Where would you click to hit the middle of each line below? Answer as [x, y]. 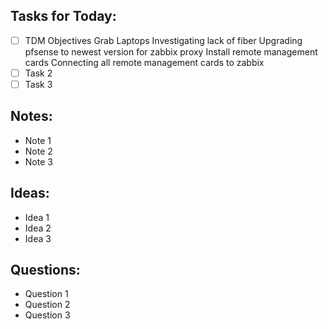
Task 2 [38, 73]
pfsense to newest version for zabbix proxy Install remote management [171, 51]
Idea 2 [38, 228]
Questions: [45, 270]
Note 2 [38, 151]
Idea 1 [37, 217]
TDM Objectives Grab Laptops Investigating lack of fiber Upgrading [163, 40]
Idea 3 [38, 238]
